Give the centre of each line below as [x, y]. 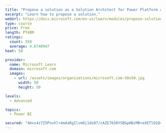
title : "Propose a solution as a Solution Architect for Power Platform [82, 10]
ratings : [14, 37]
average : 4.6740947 [30, 46]
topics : [13, 110]
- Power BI [21, 114]
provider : [15, 60]
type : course [19, 23]
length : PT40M [20, 33]
